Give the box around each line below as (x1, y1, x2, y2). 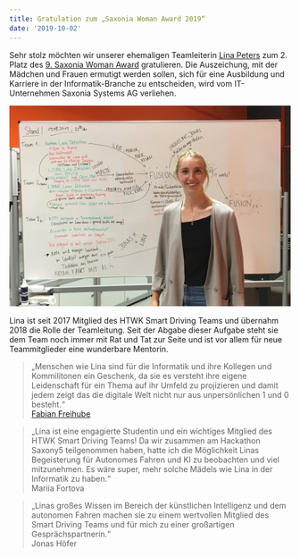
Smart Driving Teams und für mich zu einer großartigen (30, 519, 235, 530)
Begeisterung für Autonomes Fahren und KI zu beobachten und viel (30, 454, 279, 465)
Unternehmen (9, 88, 61, 98)
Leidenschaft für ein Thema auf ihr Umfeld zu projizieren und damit (30, 380, 279, 391)
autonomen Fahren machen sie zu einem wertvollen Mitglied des (30, 510, 270, 520)
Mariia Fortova (30, 483, 85, 494)
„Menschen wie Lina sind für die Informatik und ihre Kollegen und (30, 361, 272, 372)
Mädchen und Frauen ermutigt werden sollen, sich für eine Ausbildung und (9, 68, 286, 80)
